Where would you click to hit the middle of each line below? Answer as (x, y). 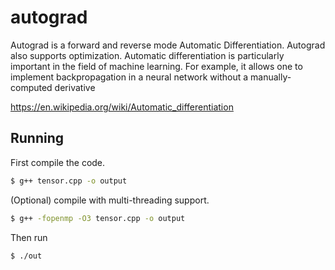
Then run (29, 237)
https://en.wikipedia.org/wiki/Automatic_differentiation (122, 107)
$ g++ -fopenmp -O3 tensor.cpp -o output (98, 218)
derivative (75, 87)
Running (37, 138)
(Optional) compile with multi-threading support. (110, 200)
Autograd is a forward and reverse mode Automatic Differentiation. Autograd (168, 45)
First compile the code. (58, 162)
